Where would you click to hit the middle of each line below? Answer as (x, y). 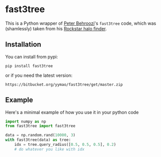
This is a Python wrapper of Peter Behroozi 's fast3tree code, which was (81, 23)
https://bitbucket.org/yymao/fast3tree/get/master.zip (64, 84)
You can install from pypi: (32, 57)
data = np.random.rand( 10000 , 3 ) (40, 135)
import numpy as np (26, 121)
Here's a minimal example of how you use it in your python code (72, 112)
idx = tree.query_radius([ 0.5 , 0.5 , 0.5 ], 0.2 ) (65, 145)
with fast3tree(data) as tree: (38, 140)
